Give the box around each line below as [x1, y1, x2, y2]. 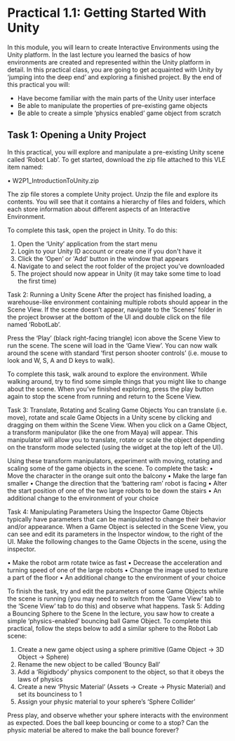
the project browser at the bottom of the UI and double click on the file [7, 312, 211, 321]
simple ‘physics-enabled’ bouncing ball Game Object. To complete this [7, 616, 212, 625]
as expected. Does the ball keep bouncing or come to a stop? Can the [7, 718, 209, 727]
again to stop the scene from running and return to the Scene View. [7, 392, 202, 401]
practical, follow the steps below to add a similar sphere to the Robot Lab [7, 624, 218, 632]
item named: [7, 163, 43, 171]
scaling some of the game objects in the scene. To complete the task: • [7, 464, 214, 472]
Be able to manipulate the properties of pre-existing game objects [17, 101, 208, 109]
